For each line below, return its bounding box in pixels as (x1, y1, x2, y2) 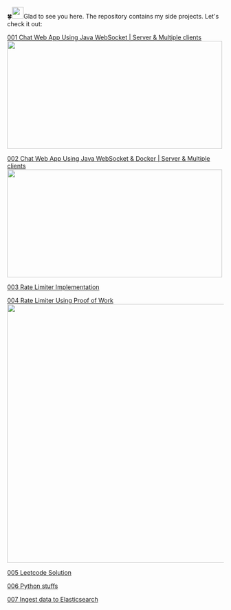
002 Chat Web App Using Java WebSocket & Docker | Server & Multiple (7, 155, 210, 162)
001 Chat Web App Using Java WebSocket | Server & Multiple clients (7, 33, 201, 41)
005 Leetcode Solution (7, 569, 72, 576)
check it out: (7, 20, 43, 28)
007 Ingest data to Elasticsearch (7, 596, 98, 603)
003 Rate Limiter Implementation (7, 283, 100, 291)
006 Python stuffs (7, 582, 58, 590)
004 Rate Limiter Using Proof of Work (7, 297, 113, 304)
